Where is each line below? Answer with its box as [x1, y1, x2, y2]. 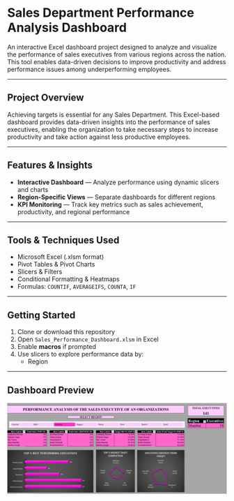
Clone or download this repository [17, 328, 116, 336]
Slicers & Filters [17, 267, 63, 276]
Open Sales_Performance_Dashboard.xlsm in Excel [17, 335, 159, 343]
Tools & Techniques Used [7, 234, 120, 246]
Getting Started [7, 309, 76, 321]
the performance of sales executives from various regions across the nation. [7, 50, 226, 59]
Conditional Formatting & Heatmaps [17, 275, 120, 283]
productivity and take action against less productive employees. [7, 133, 191, 141]
